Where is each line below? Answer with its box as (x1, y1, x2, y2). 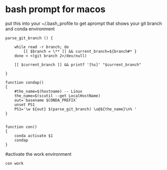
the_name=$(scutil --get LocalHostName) (14, 93, 101, 98)
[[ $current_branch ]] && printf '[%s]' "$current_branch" (14, 62, 142, 67)
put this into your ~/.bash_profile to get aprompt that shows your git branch (5, 20, 162, 26)
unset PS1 (14, 102, 35, 107)
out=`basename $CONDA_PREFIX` (14, 97, 78, 103)
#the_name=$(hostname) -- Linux (14, 89, 82, 94)
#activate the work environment (5, 151, 72, 157)
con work (5, 161, 24, 166)
